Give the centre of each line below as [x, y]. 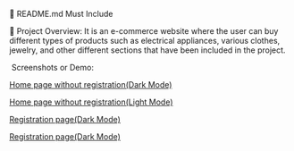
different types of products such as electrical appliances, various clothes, [145, 41]
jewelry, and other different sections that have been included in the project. [147, 50]
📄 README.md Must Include [61, 14]
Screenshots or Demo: [52, 67]
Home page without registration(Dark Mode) [91, 84]
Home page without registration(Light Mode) [91, 102]
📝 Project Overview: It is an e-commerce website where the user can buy [144, 31]
